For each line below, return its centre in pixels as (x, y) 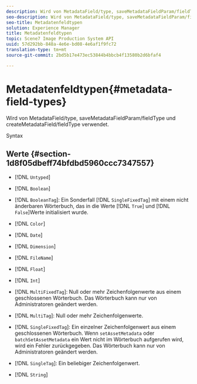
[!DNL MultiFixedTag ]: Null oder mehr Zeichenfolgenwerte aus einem (98, 292)
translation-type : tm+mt (36, 50)
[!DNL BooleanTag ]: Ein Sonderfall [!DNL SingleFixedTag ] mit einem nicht (101, 200)
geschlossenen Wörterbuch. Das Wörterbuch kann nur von (86, 298)
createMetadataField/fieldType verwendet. (58, 124)
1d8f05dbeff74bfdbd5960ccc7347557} (80, 163)
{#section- (51, 154)
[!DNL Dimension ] (35, 246)
